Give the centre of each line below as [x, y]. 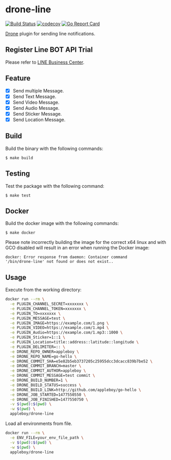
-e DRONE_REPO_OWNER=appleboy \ [45, 352]
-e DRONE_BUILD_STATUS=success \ [46, 385]
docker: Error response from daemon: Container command [66, 257]
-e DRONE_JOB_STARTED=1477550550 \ [48, 395]
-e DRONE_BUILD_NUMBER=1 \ [39, 380]
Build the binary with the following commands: [54, 148]
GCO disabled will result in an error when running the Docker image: [78, 248]
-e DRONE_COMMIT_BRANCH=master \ [46, 366]
